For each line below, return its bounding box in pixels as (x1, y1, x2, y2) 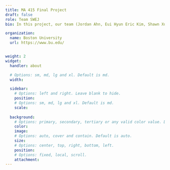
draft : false (5, 12, 33, 17)
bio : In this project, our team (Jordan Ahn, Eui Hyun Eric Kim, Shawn (5, 21, 159, 27)
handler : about (10, 63, 42, 69)
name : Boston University (10, 36, 62, 41)
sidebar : (10, 86, 28, 91)
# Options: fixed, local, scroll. (14, 152, 87, 157)
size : (14, 138, 26, 143)
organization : (5, 31, 35, 36)
